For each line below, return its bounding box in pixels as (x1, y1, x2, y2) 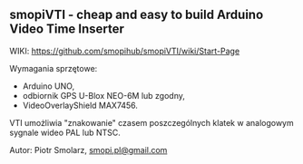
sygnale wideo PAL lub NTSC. (9, 127, 121, 138)
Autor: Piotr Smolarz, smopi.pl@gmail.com (9, 144, 168, 155)
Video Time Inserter (9, 22, 125, 37)
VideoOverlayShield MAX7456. (22, 100, 139, 111)
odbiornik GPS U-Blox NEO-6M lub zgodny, (22, 90, 186, 101)
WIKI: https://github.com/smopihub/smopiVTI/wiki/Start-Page (9, 45, 240, 56)
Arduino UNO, (22, 81, 75, 92)
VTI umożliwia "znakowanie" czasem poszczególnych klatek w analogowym (9, 117, 294, 128)
